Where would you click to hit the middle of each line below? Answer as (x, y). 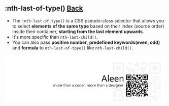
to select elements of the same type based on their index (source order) (88, 26)
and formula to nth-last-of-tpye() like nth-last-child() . (72, 47)
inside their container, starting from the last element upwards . (78, 31)
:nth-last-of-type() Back (44, 8)
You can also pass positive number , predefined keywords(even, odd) (86, 42)
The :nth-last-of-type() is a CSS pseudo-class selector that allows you (88, 20)
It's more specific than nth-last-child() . (55, 37)
